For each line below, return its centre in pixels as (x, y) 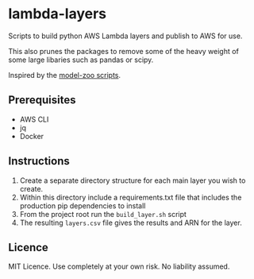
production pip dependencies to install (83, 205)
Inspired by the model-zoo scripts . (65, 75)
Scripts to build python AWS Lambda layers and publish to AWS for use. (125, 36)
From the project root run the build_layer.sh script (103, 214)
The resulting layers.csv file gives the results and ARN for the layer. (131, 223)
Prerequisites (42, 100)
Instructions (39, 161)
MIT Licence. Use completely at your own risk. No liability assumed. (119, 266)
